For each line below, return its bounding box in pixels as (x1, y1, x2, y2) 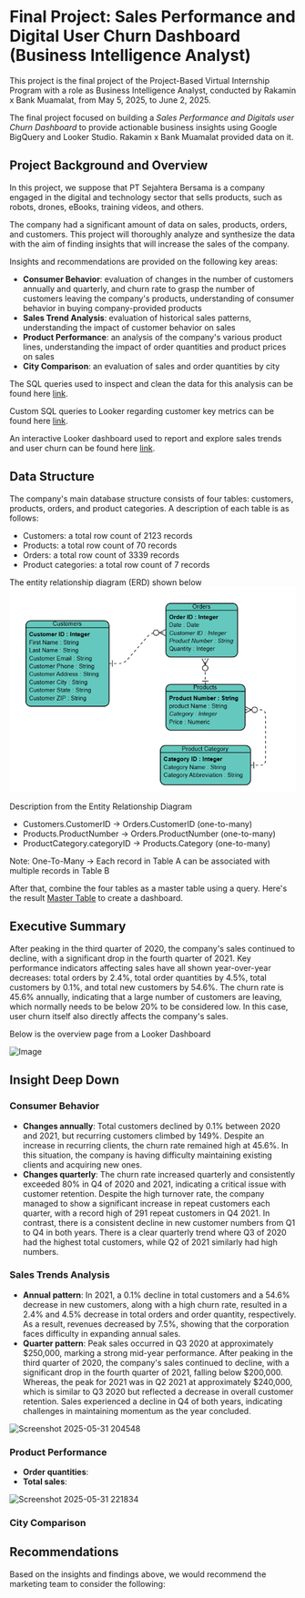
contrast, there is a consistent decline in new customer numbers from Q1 (22, 1217, 296, 1228)
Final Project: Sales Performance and (9, 6, 296, 27)
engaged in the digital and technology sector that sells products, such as (9, 191, 283, 202)
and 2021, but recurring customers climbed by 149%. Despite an (22, 1130, 265, 1141)
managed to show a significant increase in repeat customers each (22, 1198, 270, 1209)
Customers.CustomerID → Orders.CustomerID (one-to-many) (22, 819, 253, 830)
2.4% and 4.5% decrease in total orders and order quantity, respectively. (22, 1309, 297, 1320)
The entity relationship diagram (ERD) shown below (9, 576, 202, 588)
